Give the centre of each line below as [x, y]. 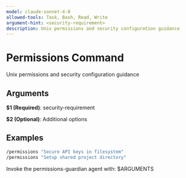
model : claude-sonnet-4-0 [38, 12]
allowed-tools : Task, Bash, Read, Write [57, 17]
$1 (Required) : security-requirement [51, 108]
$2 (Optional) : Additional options [47, 119]
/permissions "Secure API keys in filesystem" [65, 152]
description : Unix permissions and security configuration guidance [93, 28]
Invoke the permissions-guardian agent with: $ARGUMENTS [80, 168]
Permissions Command [65, 58]
